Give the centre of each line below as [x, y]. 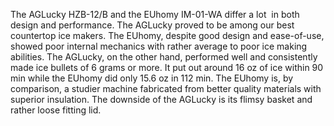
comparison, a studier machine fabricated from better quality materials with [166, 88]
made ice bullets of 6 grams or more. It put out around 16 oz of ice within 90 [167, 67]
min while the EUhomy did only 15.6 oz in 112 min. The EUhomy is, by [152, 78]
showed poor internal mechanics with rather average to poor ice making [159, 46]
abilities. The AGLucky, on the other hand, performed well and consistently [164, 57]
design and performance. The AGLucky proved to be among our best [152, 25]
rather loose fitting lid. [56, 110]
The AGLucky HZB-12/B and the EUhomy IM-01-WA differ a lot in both [155, 14]
